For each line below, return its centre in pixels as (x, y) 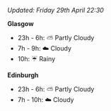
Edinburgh (23, 75)
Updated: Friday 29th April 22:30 (55, 10)
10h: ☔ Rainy (36, 59)
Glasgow (21, 24)
